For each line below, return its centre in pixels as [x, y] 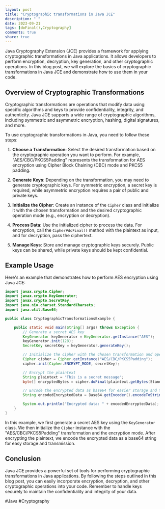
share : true [17, 37]
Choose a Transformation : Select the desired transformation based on [84, 149]
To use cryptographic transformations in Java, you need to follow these [77, 134]
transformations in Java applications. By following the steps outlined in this [81, 476]
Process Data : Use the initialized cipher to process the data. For [77, 225]
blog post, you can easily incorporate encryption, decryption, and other [77, 481]
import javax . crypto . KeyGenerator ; [41, 296]
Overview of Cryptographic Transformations [75, 93]
